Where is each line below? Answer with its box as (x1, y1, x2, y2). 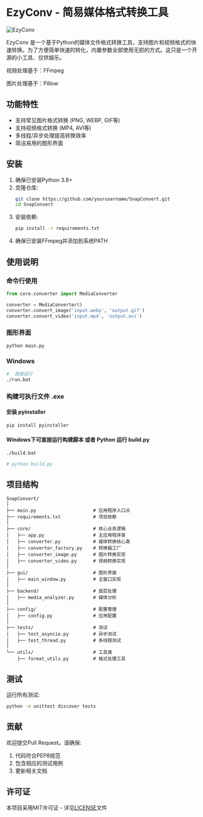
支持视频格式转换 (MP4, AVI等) (15, 124, 92, 131)
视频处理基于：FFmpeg (6, 66, 64, 74)
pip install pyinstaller (6, 422, 69, 428)
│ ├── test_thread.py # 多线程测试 (6, 638, 121, 644)
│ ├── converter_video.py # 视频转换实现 (6, 558, 126, 565)
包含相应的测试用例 (15, 759, 64, 767)
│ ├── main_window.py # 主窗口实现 (6, 576, 121, 583)
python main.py (6, 342, 45, 349)
